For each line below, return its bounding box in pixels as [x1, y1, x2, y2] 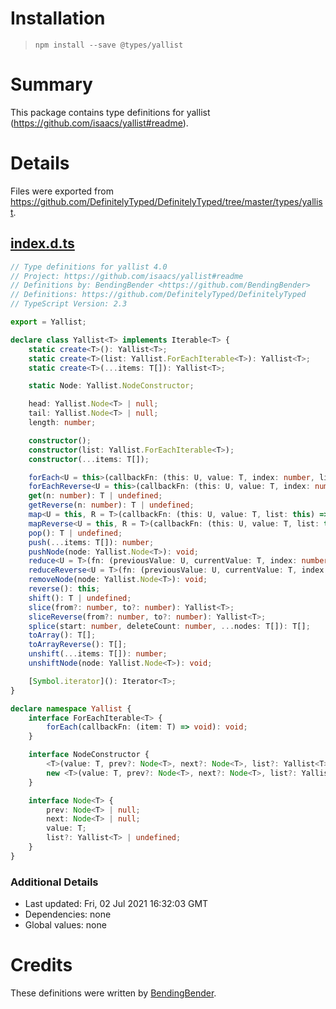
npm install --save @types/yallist [34, 40, 184, 50]
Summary [10, 73, 93, 96]
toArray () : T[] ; [28, 630, 97, 641]
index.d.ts [10, 235, 75, 252]
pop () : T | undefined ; [28, 528, 123, 538]
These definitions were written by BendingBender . [10, 987, 217, 999]
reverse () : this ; [28, 584, 101, 594]
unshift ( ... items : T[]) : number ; [28, 649, 168, 659]
